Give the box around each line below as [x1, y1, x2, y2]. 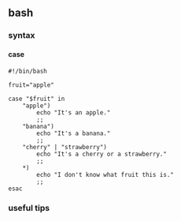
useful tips [8, 203, 50, 214]
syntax [8, 30, 35, 41]
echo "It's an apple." [36, 108, 111, 117]
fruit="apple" [8, 81, 55, 89]
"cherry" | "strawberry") [22, 143, 108, 151]
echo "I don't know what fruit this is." [36, 170, 175, 178]
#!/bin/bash [8, 67, 47, 75]
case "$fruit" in [8, 95, 65, 103]
